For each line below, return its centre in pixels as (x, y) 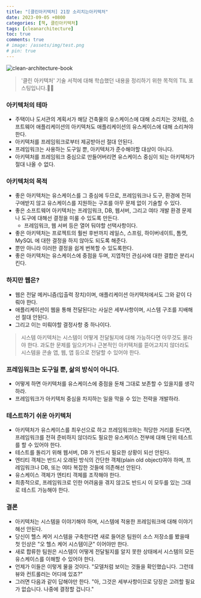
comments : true (25, 40)
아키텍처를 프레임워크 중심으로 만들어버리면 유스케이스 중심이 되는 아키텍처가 (105, 157)
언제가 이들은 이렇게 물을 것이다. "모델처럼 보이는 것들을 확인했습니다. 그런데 (104, 566)
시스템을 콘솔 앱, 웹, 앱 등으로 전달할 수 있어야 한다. (81, 352)
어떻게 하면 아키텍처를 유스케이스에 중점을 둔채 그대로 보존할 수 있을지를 (99, 383)
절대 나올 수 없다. (35, 164)
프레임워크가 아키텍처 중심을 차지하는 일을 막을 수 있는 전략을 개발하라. (97, 398)
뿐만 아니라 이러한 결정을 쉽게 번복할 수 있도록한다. (74, 248)
